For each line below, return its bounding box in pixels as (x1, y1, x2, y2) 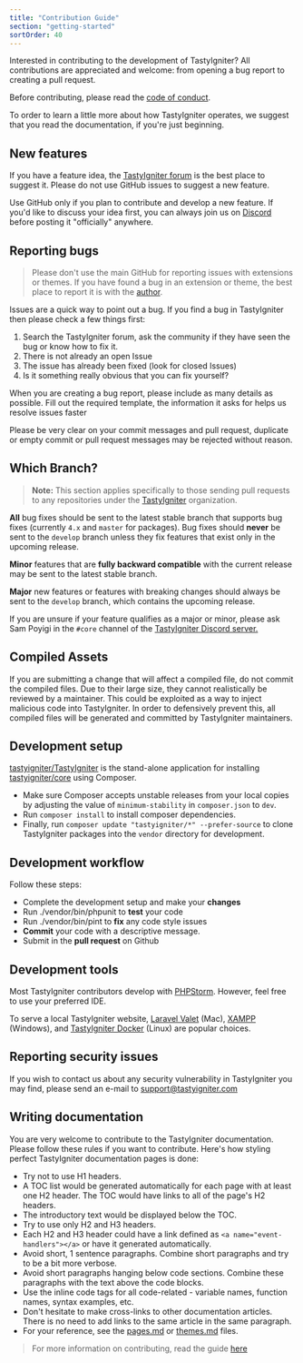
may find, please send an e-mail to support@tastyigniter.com (9, 1083, 239, 1094)
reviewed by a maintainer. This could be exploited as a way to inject (9, 692, 262, 703)
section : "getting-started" (9, 22, 116, 31)
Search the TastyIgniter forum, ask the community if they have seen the (22, 331, 290, 342)
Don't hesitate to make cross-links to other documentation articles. (22, 1306, 273, 1317)
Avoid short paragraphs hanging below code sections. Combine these (22, 1267, 284, 1278)
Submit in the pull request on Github (22, 935, 160, 946)
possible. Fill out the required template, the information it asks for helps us (9, 398, 288, 408)
